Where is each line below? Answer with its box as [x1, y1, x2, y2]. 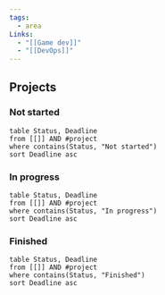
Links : [9, 29, 34, 38]
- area [17, 21, 42, 30]
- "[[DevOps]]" [17, 46, 74, 55]
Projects [9, 80, 57, 95]
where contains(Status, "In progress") [9, 206, 158, 215]
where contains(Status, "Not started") [9, 142, 158, 151]
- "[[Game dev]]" [17, 38, 82, 47]
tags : [9, 13, 29, 22]
